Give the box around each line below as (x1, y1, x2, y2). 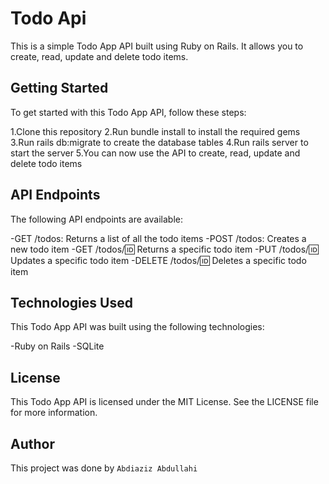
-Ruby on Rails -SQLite (10, 340, 105, 352)
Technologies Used (10, 294, 133, 311)
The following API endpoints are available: (10, 213, 183, 225)
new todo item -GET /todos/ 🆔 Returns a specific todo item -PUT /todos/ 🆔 (10, 243, 319, 255)
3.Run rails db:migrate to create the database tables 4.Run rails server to (10, 136, 309, 148)
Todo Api (10, 7, 87, 30)
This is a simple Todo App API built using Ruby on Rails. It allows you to (10, 40, 304, 52)
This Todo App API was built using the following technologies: (10, 321, 265, 333)
